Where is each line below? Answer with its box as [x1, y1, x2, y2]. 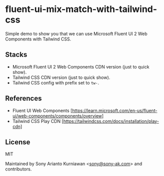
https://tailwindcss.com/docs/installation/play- [63, 118, 159, 124]
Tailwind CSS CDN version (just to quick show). [12, 74, 110, 80]
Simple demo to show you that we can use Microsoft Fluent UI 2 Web [5, 30, 147, 36]
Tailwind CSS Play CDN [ [12, 118, 63, 124]
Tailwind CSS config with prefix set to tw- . [12, 79, 99, 85]
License [5, 137, 30, 146]
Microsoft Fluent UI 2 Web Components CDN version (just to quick [12, 63, 149, 69]
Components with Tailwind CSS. [5, 36, 71, 42]
